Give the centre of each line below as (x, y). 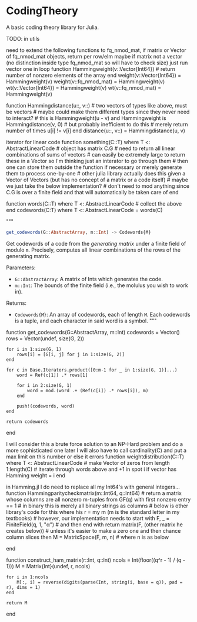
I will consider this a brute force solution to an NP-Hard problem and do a (95, 444)
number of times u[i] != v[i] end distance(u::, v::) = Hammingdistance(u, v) (96, 131)
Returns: (16, 303)
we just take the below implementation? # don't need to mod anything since (98, 186)
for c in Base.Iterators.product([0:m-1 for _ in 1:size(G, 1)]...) (92, 370)
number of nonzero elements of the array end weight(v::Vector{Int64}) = (94, 75)
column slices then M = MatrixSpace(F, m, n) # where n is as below (88, 537)
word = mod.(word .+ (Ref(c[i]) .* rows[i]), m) (88, 390)
